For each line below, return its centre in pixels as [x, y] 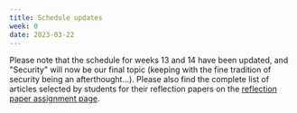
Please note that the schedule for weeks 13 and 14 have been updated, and [149, 61]
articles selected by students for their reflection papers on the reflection [144, 89]
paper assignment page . [55, 99]
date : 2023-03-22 [42, 34]
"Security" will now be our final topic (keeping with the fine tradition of [140, 70]
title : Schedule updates [56, 18]
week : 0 [24, 26]
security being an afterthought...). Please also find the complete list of [139, 80]
